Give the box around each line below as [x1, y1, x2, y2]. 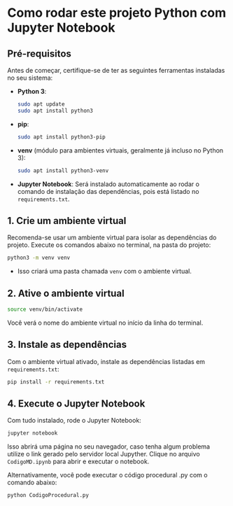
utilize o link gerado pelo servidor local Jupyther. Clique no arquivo [7, 450, 201, 458]
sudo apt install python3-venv [17, 167, 109, 174]
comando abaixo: [7, 478, 57, 487]
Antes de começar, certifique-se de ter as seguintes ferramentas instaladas [7, 66, 225, 74]
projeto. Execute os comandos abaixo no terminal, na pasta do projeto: [7, 241, 211, 249]
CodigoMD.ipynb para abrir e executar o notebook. [7, 457, 150, 466]
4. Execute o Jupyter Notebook [7, 398, 146, 409]
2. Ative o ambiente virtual [7, 287, 125, 299]
